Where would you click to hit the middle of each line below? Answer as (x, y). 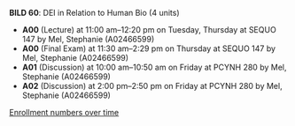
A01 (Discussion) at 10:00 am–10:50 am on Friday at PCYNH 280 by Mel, (154, 67)
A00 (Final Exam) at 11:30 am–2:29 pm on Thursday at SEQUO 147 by (149, 48)
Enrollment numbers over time (64, 112)
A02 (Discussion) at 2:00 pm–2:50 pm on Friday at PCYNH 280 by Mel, (152, 86)
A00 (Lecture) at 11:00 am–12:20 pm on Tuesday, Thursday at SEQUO (149, 30)
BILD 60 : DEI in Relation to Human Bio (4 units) (94, 13)
